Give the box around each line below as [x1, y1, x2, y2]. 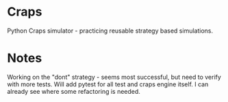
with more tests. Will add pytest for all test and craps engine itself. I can [7, 80, 209, 88]
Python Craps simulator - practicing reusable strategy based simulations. [7, 27, 214, 35]
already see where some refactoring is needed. [7, 87, 140, 95]
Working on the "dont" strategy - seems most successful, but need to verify [7, 73, 221, 81]
